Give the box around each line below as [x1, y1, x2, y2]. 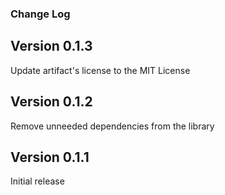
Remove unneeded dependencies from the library [10, 120, 215, 132]
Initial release [10, 175, 65, 187]
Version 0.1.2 [10, 93, 93, 111]
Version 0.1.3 [10, 38, 93, 55]
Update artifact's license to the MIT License [10, 64, 191, 76]
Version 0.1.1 [10, 148, 90, 166]
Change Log [10, 7, 71, 21]
